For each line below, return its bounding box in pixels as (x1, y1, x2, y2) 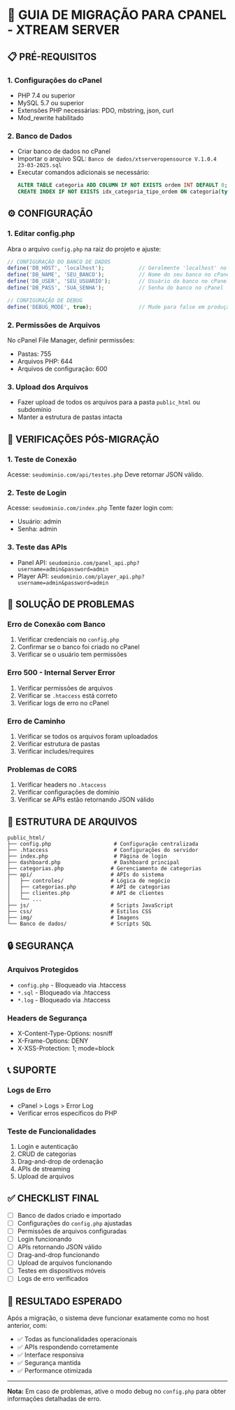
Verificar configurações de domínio (17, 788, 120, 797)
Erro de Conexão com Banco (7, 619, 106, 629)
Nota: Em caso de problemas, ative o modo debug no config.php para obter (7, 1387, 226, 1396)
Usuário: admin (17, 517, 62, 526)
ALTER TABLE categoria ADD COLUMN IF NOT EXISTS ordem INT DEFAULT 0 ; (17, 182, 228, 189)
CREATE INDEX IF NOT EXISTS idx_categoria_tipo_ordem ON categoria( (17, 188, 222, 196)
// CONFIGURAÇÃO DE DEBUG (7, 297, 83, 304)
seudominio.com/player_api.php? (50, 573, 145, 580)
